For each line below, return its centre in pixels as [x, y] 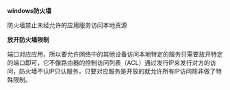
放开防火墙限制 [28, 40]
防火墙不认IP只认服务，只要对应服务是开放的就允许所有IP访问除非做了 [117, 71]
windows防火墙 [29, 11]
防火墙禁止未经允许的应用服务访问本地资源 [67, 25]
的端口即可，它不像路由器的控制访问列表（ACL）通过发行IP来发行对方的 [109, 63]
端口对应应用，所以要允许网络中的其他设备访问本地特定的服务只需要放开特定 [115, 54]
